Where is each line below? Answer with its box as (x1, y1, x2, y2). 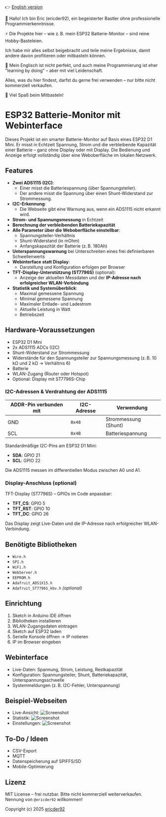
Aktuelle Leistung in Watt (19, 306, 71, 312)
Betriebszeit (19, 312, 44, 317)
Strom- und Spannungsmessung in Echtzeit (12, 216, 104, 222)
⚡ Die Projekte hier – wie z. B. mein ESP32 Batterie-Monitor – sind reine (5, 31, 150, 36)
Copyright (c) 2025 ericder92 (5, 806, 65, 812)
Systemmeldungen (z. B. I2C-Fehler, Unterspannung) (12, 682, 120, 688)
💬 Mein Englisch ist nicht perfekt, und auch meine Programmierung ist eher (5, 63, 158, 68)
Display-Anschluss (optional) (5, 479, 77, 486)
